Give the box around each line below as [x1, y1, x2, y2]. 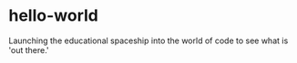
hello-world [8, 5, 99, 26]
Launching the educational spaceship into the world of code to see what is [8, 35, 289, 46]
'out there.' [8, 44, 49, 55]
